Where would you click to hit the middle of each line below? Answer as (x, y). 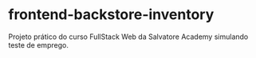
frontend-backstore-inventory (111, 15)
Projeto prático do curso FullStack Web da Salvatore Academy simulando (128, 37)
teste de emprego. (39, 44)
